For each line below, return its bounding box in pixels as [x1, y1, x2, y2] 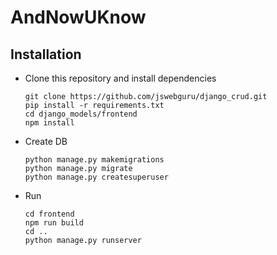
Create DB [24, 136, 68, 147]
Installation [10, 46, 82, 63]
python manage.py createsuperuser [24, 172, 169, 182]
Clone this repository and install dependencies [24, 72, 217, 84]
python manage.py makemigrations [24, 155, 165, 165]
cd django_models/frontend [24, 109, 138, 119]
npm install [24, 118, 75, 128]
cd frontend [24, 209, 75, 219]
